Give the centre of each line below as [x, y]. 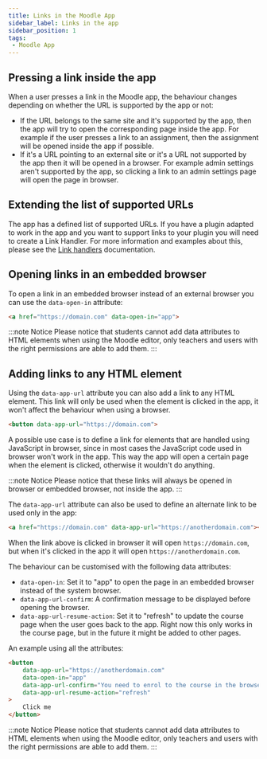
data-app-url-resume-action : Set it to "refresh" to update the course [132, 616]
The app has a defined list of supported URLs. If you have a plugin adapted [131, 224]
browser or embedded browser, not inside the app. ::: [95, 489]
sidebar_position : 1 [43, 30]
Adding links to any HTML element [95, 374]
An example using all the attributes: [66, 648]
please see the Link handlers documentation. [82, 249]
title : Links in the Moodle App [62, 16]
